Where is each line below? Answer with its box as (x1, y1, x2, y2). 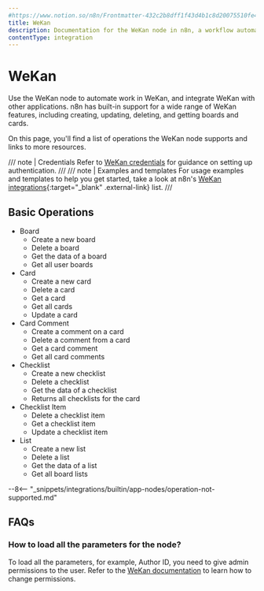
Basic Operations (8, 206, 94, 219)
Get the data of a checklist (31, 385, 117, 395)
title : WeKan (8, 19, 51, 27)
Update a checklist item (31, 427, 108, 437)
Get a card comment (31, 344, 98, 353)
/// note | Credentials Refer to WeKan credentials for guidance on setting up (8, 158, 253, 167)
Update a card (31, 310, 78, 319)
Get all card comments (31, 352, 105, 361)
